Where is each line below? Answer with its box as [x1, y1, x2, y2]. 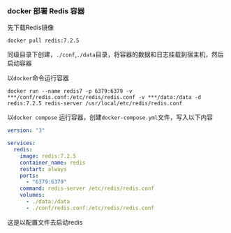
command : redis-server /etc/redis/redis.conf [20, 185, 155, 193]
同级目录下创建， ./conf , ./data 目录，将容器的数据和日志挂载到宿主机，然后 [7, 50, 224, 59]
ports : [20, 172, 39, 179]
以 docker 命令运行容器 [7, 74, 69, 82]
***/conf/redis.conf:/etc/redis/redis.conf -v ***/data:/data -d [7, 94, 201, 101]
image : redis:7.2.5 [20, 152, 77, 160]
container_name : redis [20, 159, 86, 166]
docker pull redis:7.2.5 [7, 37, 80, 45]
